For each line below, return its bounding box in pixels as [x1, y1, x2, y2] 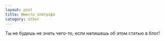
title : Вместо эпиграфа [5, 12, 56, 17]
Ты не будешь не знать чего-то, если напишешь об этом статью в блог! [5, 30, 160, 36]
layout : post [5, 7, 33, 12]
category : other [5, 16, 39, 21]
